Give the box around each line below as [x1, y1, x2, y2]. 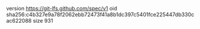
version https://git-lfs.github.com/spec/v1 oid [6, 5, 118, 12]
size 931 [32, 17, 54, 24]
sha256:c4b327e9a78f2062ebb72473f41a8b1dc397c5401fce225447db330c [6, 11, 195, 18]
